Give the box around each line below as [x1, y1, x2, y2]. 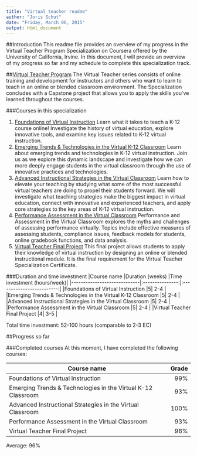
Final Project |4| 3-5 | [6, 310, 57, 317]
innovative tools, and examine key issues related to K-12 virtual [14, 131, 166, 138]
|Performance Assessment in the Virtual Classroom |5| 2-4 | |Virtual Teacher [6, 304, 191, 311]
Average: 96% [6, 442, 41, 449]
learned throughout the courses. [6, 96, 84, 103]
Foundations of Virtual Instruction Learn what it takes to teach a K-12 [14, 118, 181, 126]
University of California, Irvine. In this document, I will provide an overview [6, 53, 186, 60]
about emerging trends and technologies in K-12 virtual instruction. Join [14, 150, 188, 157]
